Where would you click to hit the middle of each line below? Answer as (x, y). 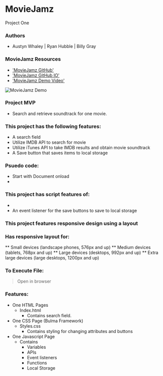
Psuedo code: (22, 166)
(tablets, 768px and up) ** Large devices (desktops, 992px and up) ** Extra (82, 252)
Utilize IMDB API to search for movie (49, 142)
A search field (26, 137)
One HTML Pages (30, 305)
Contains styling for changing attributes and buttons (80, 331)
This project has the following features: (53, 126)
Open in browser (34, 281)
